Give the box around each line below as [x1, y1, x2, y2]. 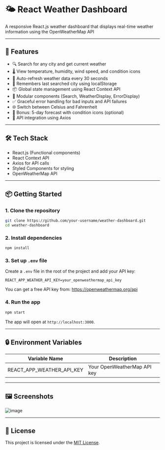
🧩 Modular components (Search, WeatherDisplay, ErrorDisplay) [12, 93, 140, 99]
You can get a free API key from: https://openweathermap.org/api [5, 286, 138, 292]
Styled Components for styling [12, 165, 75, 171]
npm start [5, 310, 26, 315]
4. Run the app [5, 299, 41, 306]
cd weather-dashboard [5, 223, 50, 228]
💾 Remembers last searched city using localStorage [12, 81, 117, 86]
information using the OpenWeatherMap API [5, 28, 94, 34]
